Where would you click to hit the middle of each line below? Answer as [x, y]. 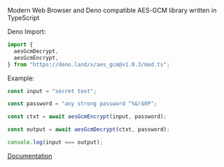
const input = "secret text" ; [52, 91]
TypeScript [23, 18]
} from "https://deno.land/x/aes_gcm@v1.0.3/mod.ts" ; [89, 64]
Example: [21, 78]
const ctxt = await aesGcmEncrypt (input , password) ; [87, 117]
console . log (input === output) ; [55, 142]
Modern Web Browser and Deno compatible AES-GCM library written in [112, 10]
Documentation [30, 156]
